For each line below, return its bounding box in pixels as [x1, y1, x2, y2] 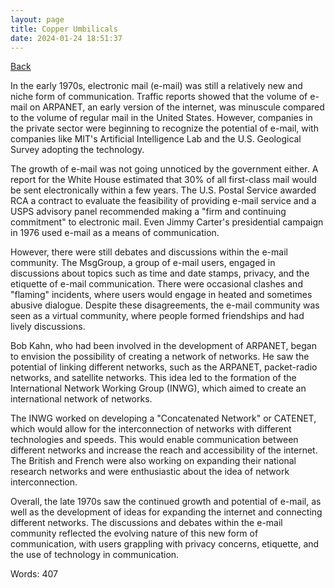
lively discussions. [10, 321, 86, 333]
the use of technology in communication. [10, 549, 180, 561]
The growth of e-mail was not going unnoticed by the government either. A [10, 163, 319, 175]
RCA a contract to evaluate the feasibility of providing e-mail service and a [10, 195, 317, 207]
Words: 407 [10, 568, 58, 580]
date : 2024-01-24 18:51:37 [10, 33, 123, 43]
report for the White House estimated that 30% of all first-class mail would [10, 174, 317, 186]
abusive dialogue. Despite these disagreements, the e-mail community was [10, 299, 320, 311]
